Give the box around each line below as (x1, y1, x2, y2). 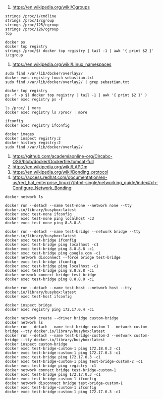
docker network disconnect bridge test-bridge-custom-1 (5, 381, 123, 386)
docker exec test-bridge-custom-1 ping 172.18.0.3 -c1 (5, 346, 121, 351)
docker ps (5, 40, 26, 45)
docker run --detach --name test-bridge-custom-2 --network (5, 333, 132, 338)
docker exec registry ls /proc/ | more (5, 110, 88, 115)
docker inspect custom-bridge (5, 342, 68, 347)
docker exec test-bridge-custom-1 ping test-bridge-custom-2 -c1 (5, 359, 143, 364)
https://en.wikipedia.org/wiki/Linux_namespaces (12, 61, 111, 67)
